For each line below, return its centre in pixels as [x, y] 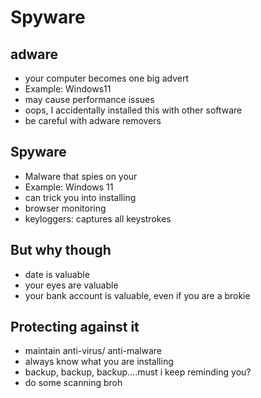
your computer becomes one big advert [107, 78]
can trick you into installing [80, 197]
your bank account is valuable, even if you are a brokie [137, 295]
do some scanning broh [73, 383]
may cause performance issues [89, 99]
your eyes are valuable [71, 285]
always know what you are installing [99, 362]
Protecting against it [75, 327]
